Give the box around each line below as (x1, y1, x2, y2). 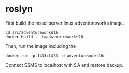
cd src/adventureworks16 (5, 30, 58, 35)
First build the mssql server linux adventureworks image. (5, 20, 124, 26)
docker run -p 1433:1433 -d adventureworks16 (5, 53, 104, 58)
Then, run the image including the (5, 43, 76, 49)
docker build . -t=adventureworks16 (5, 34, 83, 39)
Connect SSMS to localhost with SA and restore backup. (5, 62, 124, 68)
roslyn (5, 3, 33, 15)
